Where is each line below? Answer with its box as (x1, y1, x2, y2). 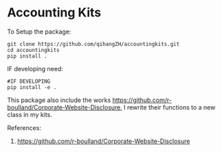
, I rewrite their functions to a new (120, 103, 216, 111)
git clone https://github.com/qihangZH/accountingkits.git (7, 40, 180, 47)
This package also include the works (7, 96, 111, 104)
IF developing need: (7, 64, 63, 73)
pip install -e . (7, 84, 57, 90)
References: (7, 123, 41, 131)
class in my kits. (7, 110, 53, 118)
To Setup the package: (7, 27, 71, 36)
